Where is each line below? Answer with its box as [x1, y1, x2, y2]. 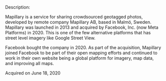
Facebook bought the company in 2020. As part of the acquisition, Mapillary [5, 45, 162, 50]
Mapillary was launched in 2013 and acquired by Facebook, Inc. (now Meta [5, 24, 159, 30]
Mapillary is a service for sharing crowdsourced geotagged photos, [5, 14, 143, 19]
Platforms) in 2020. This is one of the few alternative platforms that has [5, 30, 151, 35]
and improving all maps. [5, 61, 54, 66]
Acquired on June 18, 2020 [5, 70, 61, 76]
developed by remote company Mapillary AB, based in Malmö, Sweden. [5, 19, 152, 25]
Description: [5, 4, 30, 10]
